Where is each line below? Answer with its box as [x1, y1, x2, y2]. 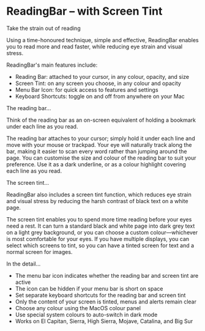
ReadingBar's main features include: [6, 61, 98, 69]
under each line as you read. [6, 122, 78, 130]
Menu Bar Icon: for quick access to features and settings [15, 86, 158, 93]
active [15, 278, 31, 286]
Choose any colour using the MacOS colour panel [15, 304, 141, 311]
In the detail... [6, 260, 41, 267]
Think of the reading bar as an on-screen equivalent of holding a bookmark [6, 116, 196, 124]
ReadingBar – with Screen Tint [6, 4, 163, 18]
